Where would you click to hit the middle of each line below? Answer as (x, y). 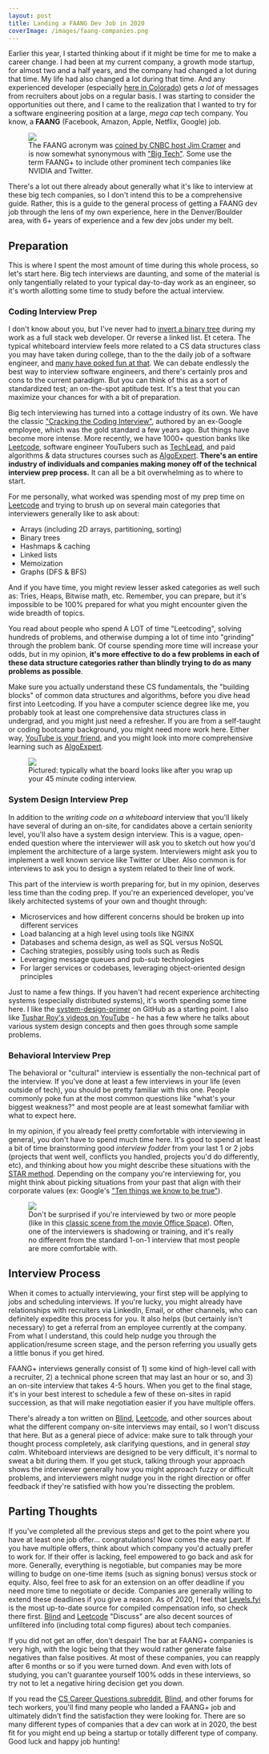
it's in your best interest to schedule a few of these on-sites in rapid (120, 1393)
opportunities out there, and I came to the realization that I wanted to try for (133, 104)
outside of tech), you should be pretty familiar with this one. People (119, 1090)
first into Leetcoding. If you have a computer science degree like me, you (129, 704)
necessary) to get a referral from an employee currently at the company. (127, 1327)
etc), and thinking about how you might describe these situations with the (129, 1165)
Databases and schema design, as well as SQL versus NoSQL (122, 942)
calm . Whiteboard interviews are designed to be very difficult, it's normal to (133, 1452)
